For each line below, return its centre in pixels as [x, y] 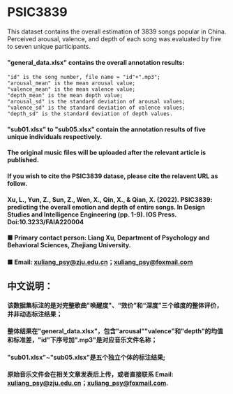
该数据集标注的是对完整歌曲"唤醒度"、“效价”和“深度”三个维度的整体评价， [115, 305]
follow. [17, 183]
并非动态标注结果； [35, 314]
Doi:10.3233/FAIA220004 [46, 221]
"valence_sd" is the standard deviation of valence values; [97, 108]
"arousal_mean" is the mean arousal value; [72, 83]
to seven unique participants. [49, 46]
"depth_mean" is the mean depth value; [65, 96]
